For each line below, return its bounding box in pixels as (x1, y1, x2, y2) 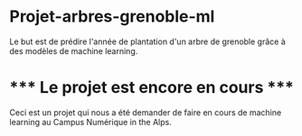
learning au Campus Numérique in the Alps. (9, 116, 172, 127)
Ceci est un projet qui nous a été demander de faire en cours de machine (9, 106, 282, 118)
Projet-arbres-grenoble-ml (9, 6, 215, 27)
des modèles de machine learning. (9, 45, 138, 56)
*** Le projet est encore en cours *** (9, 77, 294, 98)
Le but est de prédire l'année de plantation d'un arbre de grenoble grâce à (9, 36, 287, 47)
